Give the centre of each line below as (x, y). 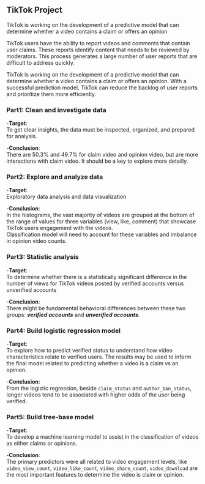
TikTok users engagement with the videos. (60, 228)
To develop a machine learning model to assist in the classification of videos (102, 437)
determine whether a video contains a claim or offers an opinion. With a (96, 81)
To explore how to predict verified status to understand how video (90, 350)
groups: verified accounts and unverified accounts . (73, 315)
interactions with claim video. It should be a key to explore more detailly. (97, 161)
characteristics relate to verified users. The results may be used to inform (99, 357)
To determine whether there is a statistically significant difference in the (97, 277)
